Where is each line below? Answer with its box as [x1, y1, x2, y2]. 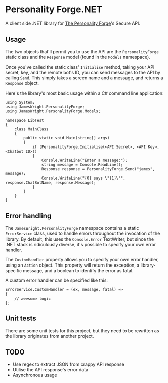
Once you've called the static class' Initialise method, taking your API [5, 64, 155, 70]
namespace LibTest [5, 117, 44, 123]
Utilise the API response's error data [12, 367, 89, 373]
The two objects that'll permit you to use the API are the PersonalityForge [5, 48, 159, 54]
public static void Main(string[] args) [23, 135, 110, 140]
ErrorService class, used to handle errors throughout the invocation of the [5, 230, 160, 237]
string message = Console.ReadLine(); [41, 162, 123, 167]
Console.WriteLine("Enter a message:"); [41, 158, 128, 163]
